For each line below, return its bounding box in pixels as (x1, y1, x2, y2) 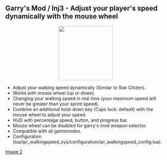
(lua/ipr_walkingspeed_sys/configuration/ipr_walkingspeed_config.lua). (12, 139, 162, 145)
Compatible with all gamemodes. (12, 128, 82, 134)
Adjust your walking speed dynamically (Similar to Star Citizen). (12, 84, 146, 90)
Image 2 (5, 148, 23, 155)
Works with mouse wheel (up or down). (12, 89, 96, 96)
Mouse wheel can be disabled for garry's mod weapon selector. (12, 122, 147, 128)
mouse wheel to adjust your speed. (12, 111, 87, 118)
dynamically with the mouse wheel (5, 12, 118, 21)
